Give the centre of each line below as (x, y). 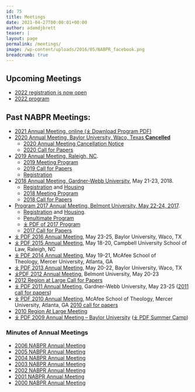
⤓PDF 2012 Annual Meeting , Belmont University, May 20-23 (87, 274)
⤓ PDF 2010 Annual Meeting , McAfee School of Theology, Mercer (94, 299)
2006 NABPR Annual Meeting (50, 345)
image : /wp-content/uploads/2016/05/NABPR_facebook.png (75, 50)
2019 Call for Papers (48, 169)
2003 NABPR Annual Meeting (50, 364)
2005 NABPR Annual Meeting (50, 352)
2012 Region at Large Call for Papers (59, 280)
